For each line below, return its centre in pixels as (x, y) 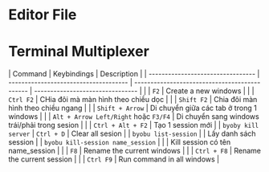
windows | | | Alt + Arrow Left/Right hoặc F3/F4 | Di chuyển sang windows (134, 117)
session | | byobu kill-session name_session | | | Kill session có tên (120, 142)
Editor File (43, 15)
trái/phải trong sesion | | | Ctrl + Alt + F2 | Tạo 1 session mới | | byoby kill (134, 125)
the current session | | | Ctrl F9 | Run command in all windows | (114, 159)
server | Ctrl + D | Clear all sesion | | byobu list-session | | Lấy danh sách (132, 133)
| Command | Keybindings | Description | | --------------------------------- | (134, 74)
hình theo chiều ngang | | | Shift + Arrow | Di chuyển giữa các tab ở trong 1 (132, 108)
